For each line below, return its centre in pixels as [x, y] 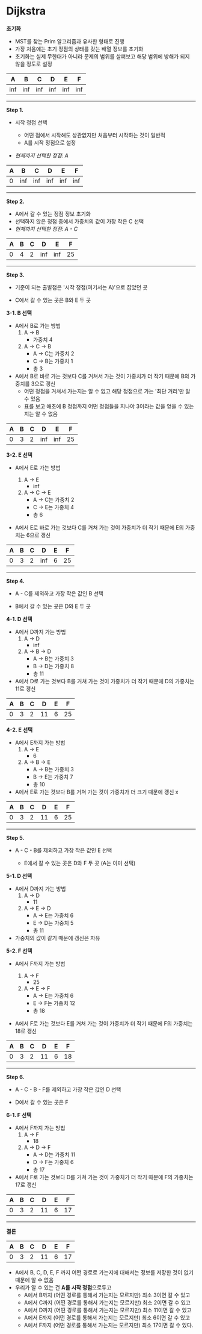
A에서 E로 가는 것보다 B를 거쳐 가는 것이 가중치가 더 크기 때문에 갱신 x [96, 792]
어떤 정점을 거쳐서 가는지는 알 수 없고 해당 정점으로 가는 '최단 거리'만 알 [107, 391]
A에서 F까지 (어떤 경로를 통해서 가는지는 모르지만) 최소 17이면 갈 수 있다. [109, 1325]
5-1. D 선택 [19, 875]
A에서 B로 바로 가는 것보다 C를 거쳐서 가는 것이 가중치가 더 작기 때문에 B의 [102, 376]
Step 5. [15, 838]
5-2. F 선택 [19, 951]
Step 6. [15, 1077]
